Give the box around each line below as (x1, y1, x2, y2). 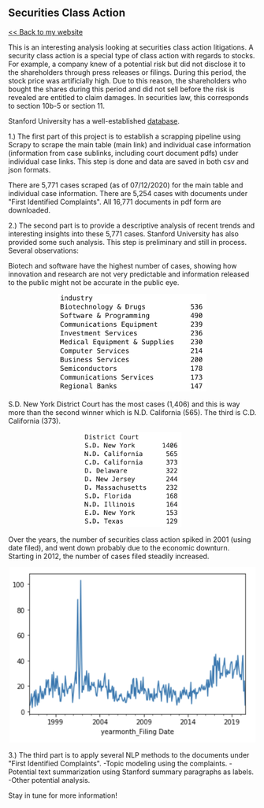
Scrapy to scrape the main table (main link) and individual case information (8, 139, 251, 149)
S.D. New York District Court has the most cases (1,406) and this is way (8, 399, 240, 409)
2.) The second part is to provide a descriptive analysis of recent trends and (8, 221, 255, 230)
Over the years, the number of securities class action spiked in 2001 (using (8, 535, 251, 544)
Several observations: (8, 246, 79, 255)
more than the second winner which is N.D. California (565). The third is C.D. (8, 408, 257, 417)
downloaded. (8, 205, 51, 215)
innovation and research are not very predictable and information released (8, 269, 250, 279)
